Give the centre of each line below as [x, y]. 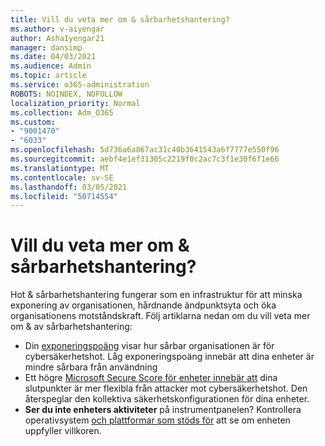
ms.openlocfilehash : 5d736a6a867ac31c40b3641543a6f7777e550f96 [145, 150]
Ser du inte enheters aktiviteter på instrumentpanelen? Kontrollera [163, 410]
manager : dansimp [46, 47]
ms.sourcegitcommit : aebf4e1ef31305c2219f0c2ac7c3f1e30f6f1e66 [145, 159]
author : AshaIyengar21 [57, 38]
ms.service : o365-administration [80, 85]
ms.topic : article [48, 76]
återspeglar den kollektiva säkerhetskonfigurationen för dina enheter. [167, 399]
